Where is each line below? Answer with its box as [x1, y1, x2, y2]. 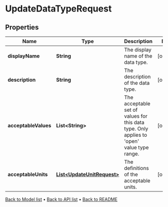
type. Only [124, 125, 148, 132]
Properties [5, 23, 39, 32]
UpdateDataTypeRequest [5, 3, 112, 15]
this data [124, 119, 144, 126]
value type [124, 144, 149, 151]
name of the [124, 53, 152, 59]
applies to [124, 131, 147, 138]
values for [124, 113, 147, 119]
